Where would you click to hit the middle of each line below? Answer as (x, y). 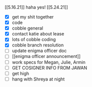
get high (20, 73)
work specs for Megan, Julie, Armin (49, 62)
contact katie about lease (38, 34)
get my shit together (33, 17)
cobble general (27, 28)
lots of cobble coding (34, 39)
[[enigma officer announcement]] (46, 56)
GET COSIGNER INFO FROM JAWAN (49, 67)
